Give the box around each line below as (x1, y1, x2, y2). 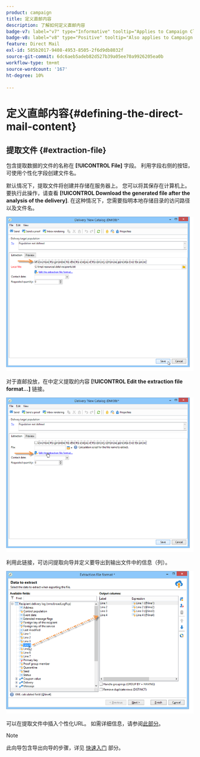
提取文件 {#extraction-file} (6, 145, 107, 155)
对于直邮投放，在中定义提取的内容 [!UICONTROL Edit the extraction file (6, 378, 183, 385)
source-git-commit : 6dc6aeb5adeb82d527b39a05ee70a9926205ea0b (6, 54, 164, 60)
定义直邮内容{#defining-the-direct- (6, 107, 183, 120)
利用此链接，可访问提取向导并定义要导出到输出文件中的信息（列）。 (6, 559, 171, 566)
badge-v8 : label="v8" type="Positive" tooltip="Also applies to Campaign (6, 35, 193, 41)
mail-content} (6, 120, 77, 133)
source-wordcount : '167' (6, 66, 68, 72)
